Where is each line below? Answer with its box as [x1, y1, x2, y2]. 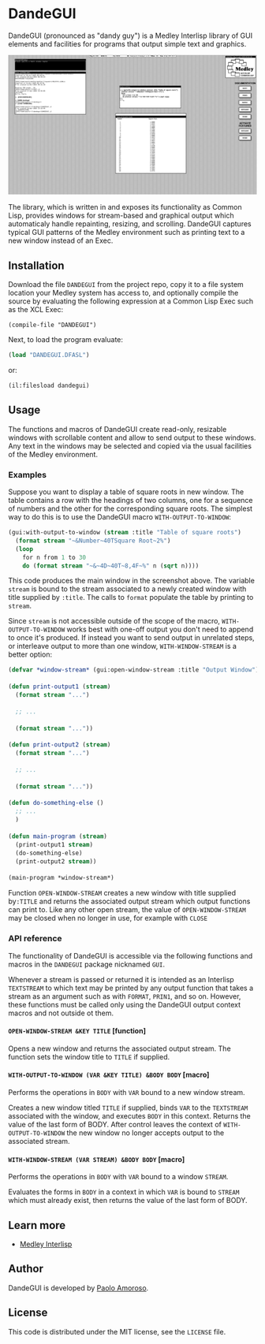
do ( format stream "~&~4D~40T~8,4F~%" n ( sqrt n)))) [22, 561, 200, 570]
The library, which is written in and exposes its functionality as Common [8, 203, 242, 212]
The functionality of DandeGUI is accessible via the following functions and [8, 951, 253, 960]
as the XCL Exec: [8, 305, 64, 315]
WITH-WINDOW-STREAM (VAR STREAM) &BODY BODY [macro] [8, 1154, 185, 1163]
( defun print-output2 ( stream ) [8, 741, 111, 749]
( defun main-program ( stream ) [8, 832, 108, 840]
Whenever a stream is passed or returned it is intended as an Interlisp [8, 974, 234, 984]
